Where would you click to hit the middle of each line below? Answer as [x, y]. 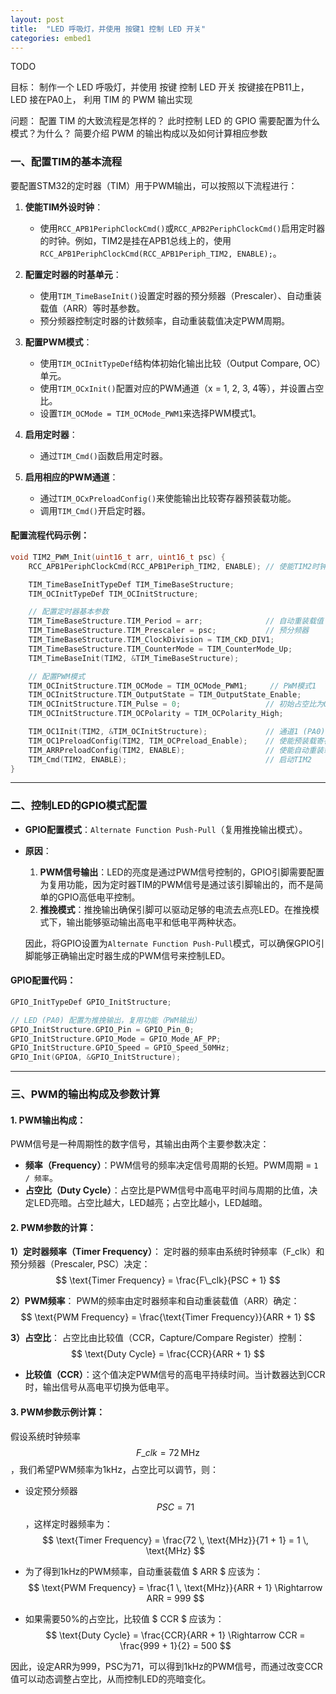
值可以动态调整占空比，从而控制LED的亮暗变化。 [111, 1678]
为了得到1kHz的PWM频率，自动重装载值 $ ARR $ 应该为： [144, 1571]
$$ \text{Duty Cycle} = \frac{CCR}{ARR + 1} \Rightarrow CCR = [175, 1635]
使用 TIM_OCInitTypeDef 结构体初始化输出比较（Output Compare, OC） [182, 363]
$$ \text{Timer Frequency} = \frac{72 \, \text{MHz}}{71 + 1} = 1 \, [175, 1540]
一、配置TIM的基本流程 [66, 162]
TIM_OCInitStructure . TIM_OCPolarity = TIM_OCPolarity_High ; [156, 714]
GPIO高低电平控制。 [99, 897]
